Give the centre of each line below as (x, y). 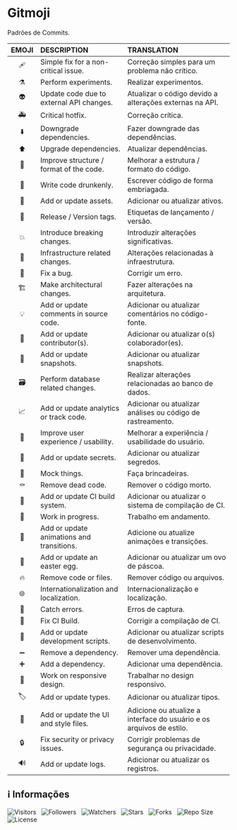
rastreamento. (151, 421)
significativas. (150, 241)
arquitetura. (146, 293)
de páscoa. (146, 566)
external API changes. (76, 102)
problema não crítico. (163, 71)
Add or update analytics (80, 408)
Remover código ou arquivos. (176, 577)
